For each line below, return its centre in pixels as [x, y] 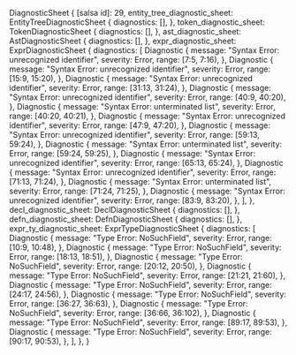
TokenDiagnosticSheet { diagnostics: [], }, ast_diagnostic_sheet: [125, 31]
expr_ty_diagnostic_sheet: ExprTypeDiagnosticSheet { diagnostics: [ [133, 228]
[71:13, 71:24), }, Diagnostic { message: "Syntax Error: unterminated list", [140, 181]
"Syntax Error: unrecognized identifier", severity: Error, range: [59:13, [135, 135]
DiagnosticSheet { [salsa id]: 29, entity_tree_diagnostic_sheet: [121, 13]
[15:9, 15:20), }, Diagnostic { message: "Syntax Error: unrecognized [131, 78]
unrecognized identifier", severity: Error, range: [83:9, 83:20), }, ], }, [132, 200]
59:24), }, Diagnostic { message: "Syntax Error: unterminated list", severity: [146, 144]
